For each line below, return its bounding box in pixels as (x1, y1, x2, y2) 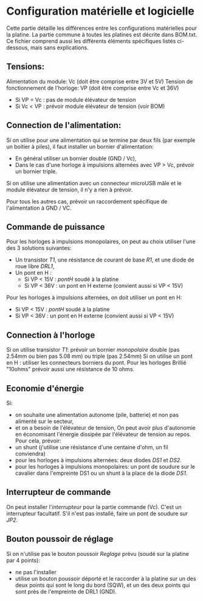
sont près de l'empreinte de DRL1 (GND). (15, 588, 117, 595)
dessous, (6, 44, 29, 51)
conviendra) (15, 450, 46, 457)
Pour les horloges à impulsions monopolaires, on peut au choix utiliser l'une (6, 238, 196, 245)
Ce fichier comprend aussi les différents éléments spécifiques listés (6, 37, 176, 44)
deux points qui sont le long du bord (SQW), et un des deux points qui (15, 581, 190, 589)
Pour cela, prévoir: (15, 437, 62, 444)
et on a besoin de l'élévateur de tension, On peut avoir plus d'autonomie (15, 424, 196, 431)
